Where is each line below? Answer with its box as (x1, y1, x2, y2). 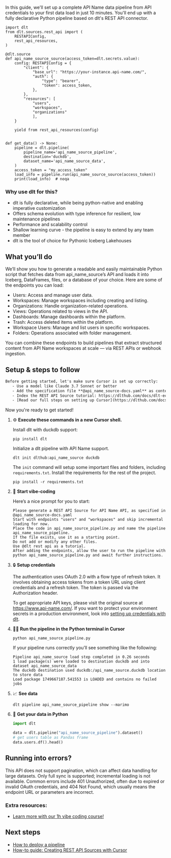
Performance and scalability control (12, 222, 88, 228)
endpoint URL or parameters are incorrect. (5, 789, 94, 795)
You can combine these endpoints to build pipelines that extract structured (5, 340, 162, 346)
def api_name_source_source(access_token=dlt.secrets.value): (5, 56, 140, 61)
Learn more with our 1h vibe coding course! (12, 813, 104, 819)
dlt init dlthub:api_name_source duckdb (12, 455, 100, 460)
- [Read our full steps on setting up (12, 398, 95, 403)
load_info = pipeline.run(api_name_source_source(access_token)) (14, 172, 156, 177)
